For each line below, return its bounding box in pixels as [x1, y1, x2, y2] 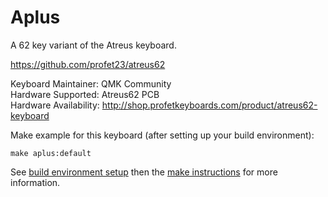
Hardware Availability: [10, 99, 100, 111]
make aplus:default [10, 148, 92, 158]
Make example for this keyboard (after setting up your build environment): [10, 129, 315, 141]
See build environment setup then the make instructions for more [10, 166, 278, 178]
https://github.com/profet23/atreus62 [10, 58, 166, 70]
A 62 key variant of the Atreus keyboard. [10, 39, 177, 51]
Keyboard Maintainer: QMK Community [10, 77, 172, 90]
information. [10, 176, 61, 188]
